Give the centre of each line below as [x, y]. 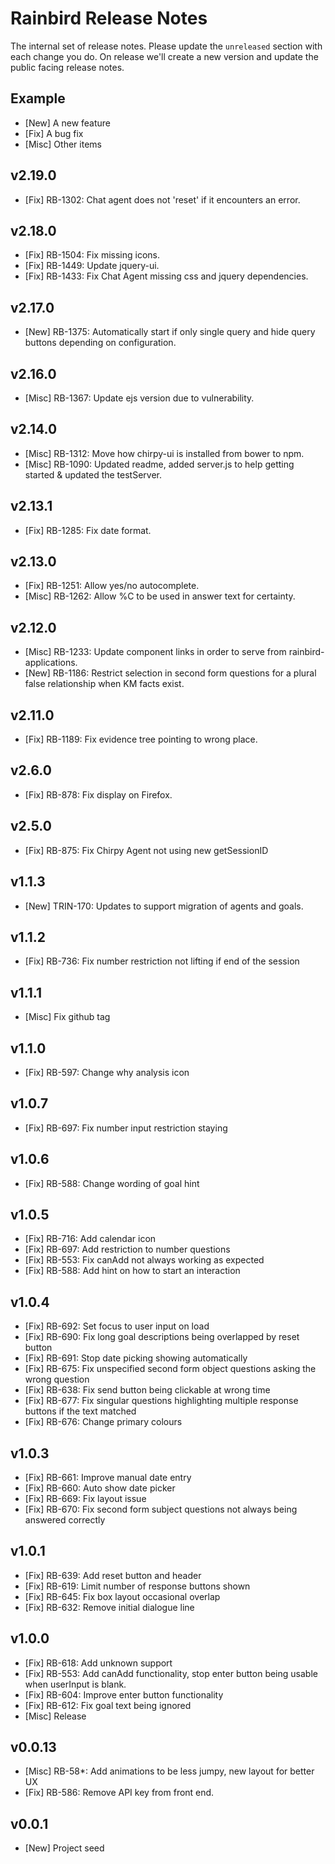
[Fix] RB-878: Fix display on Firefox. [98, 794]
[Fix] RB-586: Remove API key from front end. [119, 1793]
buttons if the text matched [80, 1411]
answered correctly [65, 1520]
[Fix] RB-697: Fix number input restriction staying [126, 1128]
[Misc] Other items [63, 144]
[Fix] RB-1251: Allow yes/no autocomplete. [112, 586]
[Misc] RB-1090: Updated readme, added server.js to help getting [159, 464]
